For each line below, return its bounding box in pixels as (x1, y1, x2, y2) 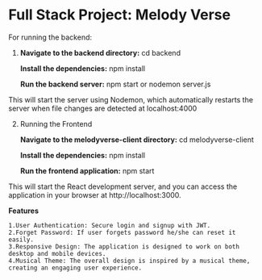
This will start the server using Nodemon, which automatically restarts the (8, 94, 254, 104)
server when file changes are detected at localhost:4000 (8, 103, 198, 113)
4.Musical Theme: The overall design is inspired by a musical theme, (8, 257, 251, 265)
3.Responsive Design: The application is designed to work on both (8, 242, 240, 251)
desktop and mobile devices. (8, 249, 106, 257)
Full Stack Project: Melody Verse (8, 6, 231, 24)
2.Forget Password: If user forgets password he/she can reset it (8, 228, 236, 236)
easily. (8, 236, 35, 244)
